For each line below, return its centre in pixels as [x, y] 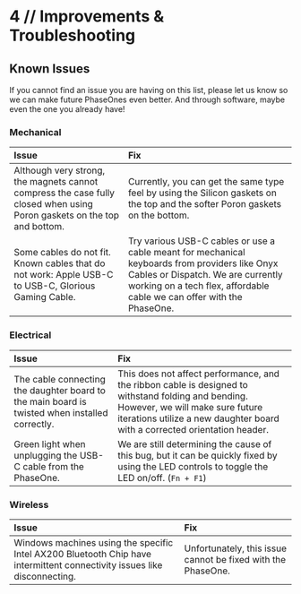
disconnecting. [45, 576]
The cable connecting [60, 379]
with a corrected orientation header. [193, 429]
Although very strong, [60, 170]
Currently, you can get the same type [206, 182]
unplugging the [46, 455]
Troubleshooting [73, 35]
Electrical [30, 335]
